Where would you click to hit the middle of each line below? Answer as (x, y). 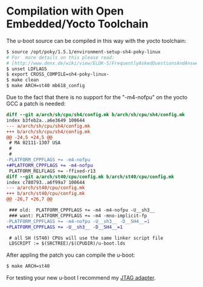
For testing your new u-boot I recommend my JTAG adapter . (81, 278)
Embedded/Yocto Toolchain (77, 24)
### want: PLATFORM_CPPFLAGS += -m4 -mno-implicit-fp (78, 216)
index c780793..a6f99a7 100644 (46, 182)
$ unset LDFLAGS (27, 69)
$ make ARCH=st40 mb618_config (46, 86)
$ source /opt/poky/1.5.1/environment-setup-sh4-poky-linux (84, 52)
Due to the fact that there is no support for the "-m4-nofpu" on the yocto (97, 97)
